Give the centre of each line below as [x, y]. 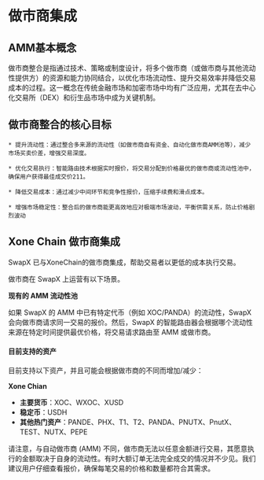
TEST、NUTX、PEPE [53, 432]
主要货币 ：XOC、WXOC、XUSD [71, 402]
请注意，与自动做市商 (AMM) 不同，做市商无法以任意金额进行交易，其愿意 [128, 449]
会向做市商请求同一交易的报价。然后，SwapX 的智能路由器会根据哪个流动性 [130, 322]
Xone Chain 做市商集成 [64, 242]
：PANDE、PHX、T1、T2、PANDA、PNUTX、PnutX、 [148, 422]
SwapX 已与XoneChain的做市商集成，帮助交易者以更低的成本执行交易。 [124, 262]
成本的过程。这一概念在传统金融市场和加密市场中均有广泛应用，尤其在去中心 [132, 88]
